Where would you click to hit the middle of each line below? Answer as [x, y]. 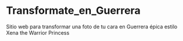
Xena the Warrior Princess [38, 32]
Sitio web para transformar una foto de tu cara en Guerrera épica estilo [92, 27]
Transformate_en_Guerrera [73, 11]
